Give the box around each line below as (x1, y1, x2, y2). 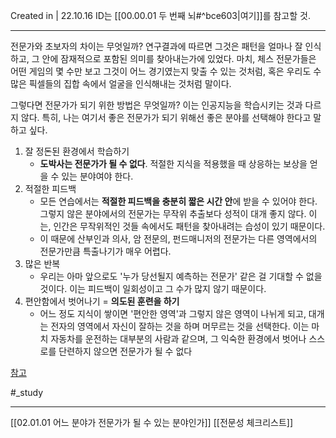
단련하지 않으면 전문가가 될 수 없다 (58, 345, 193, 357)
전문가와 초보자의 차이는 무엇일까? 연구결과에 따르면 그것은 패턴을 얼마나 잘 (10, 40, 303, 52)
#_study (10, 387, 44, 398)
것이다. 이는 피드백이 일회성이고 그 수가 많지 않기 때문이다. (39, 283, 267, 294)
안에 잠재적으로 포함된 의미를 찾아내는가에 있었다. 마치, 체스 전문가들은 (41, 53, 317, 64)
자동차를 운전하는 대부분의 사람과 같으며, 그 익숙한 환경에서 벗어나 (50, 333, 307, 344)
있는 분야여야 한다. (61, 170, 134, 182)
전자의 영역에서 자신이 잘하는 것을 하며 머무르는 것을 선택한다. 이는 (50, 320, 310, 332)
